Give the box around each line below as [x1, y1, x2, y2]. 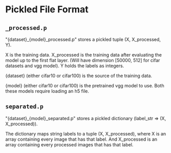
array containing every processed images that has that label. [5, 141, 134, 147]
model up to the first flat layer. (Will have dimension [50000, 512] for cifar [5, 58, 160, 63]
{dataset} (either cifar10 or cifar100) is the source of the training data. [5, 73, 153, 79]
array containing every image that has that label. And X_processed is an [5, 136, 158, 142]
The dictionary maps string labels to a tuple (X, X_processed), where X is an [5, 130, 166, 137]
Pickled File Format [5, 4, 89, 15]
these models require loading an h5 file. [5, 88, 89, 94]
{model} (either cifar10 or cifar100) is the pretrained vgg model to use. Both [5, 83, 164, 88]
